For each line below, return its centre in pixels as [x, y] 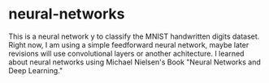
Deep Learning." [36, 70]
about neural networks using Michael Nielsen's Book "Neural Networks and [135, 62]
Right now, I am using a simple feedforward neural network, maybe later [129, 44]
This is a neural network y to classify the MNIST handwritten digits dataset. [134, 36]
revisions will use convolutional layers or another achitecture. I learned [126, 53]
